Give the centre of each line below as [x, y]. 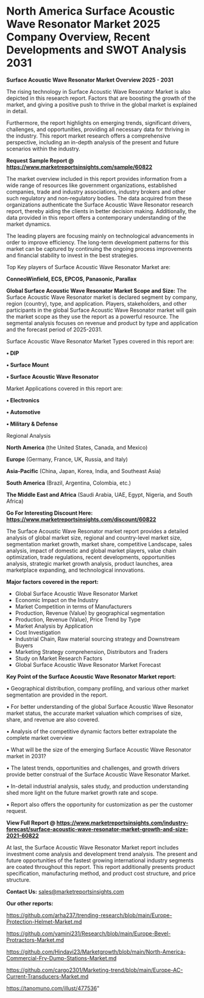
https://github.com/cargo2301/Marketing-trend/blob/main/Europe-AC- [95, 970]
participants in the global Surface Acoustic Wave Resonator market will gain [101, 310]
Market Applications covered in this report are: [65, 388]
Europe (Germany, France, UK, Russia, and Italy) [67, 459]
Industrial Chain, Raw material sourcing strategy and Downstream [97, 639]
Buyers [24, 645]
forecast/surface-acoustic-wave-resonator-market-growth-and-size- [97, 829]
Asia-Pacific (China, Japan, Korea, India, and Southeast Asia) [84, 471]
